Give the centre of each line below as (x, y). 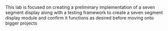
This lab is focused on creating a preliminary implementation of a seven (80, 7)
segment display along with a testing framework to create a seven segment (84, 12)
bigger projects (21, 23)
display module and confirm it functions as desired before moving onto (80, 18)
